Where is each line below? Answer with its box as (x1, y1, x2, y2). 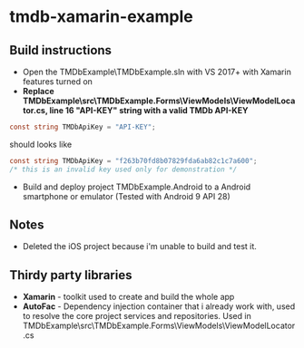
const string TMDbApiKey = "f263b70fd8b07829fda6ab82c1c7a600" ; (9, 156, 258, 165)
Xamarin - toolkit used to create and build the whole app (22, 292, 235, 303)
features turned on (22, 76, 93, 87)
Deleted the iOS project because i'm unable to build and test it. (22, 241, 257, 252)
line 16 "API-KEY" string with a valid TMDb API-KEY (49, 105, 249, 115)
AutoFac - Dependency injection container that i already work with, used (22, 301, 296, 312)
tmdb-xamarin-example (9, 6, 193, 27)
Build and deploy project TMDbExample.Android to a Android (22, 181, 251, 192)
